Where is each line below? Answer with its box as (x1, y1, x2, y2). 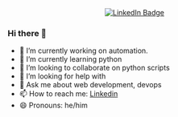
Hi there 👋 (7, 27, 48, 38)
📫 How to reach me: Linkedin (19, 89, 118, 99)
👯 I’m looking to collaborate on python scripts (19, 63, 170, 73)
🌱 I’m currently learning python (19, 54, 122, 64)
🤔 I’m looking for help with (19, 71, 106, 81)
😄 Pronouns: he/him (19, 100, 88, 111)
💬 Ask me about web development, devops (19, 80, 162, 90)
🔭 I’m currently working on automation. (19, 46, 148, 55)
